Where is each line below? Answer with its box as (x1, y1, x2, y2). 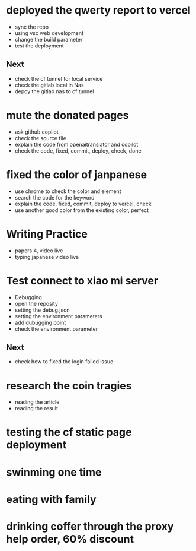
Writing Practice (6, 227, 88, 240)
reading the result (14, 405, 58, 412)
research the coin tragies (6, 379, 132, 392)
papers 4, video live (14, 247, 63, 254)
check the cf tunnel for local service (14, 75, 103, 82)
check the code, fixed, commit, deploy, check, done (14, 147, 142, 154)
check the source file (14, 134, 67, 141)
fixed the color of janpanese (6, 167, 147, 181)
